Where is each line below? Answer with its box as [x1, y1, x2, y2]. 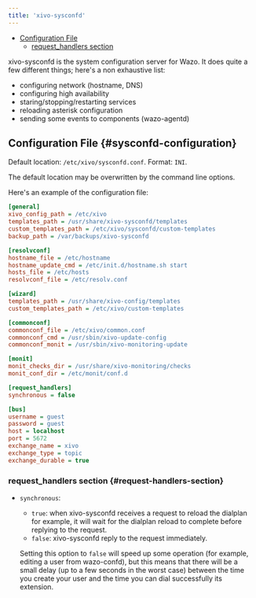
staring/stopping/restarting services [19, 97, 137, 106]
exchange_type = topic [8, 449, 82, 457]
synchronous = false [8, 391, 76, 399]
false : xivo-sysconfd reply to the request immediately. [31, 533, 208, 543]
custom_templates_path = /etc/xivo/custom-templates [8, 305, 185, 312]
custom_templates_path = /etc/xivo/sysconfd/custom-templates [8, 225, 216, 233]
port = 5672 [8, 434, 47, 443]
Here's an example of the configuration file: [8, 188, 149, 197]
